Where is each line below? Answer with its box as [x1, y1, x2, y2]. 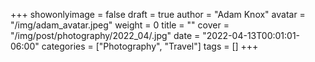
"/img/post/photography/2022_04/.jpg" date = [10, 30, 201, 41]
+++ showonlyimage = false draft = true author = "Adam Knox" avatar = [10, 9, 306, 20]
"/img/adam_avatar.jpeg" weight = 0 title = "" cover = [10, 19, 230, 31]
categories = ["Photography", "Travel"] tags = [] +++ [41, 40, 259, 52]
